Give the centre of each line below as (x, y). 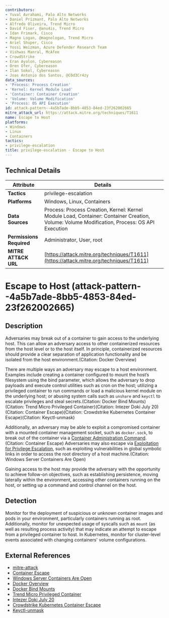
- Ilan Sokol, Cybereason (32, 71)
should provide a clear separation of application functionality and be (76, 354)
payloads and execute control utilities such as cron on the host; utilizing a (81, 385)
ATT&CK (18, 257)
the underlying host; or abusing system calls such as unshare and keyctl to (83, 396)
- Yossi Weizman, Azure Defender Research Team (56, 47)
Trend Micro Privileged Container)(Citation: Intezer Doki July (88, 407)
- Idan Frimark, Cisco (29, 33)
